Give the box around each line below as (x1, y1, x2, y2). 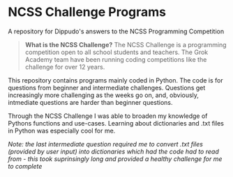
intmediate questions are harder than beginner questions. (8, 98, 173, 106)
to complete (8, 162, 43, 170)
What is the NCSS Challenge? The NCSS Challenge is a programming (24, 40, 227, 49)
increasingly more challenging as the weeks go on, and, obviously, (8, 91, 200, 99)
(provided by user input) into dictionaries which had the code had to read (8, 147, 219, 155)
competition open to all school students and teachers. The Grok (24, 48, 209, 56)
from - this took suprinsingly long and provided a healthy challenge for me (8, 154, 223, 163)
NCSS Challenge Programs (8, 4, 167, 20)
